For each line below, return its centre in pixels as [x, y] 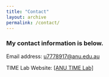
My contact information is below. [55, 43]
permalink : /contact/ [33, 23]
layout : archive [26, 17]
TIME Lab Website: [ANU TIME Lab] [50, 68]
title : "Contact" [28, 12]
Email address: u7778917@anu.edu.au [53, 56]
